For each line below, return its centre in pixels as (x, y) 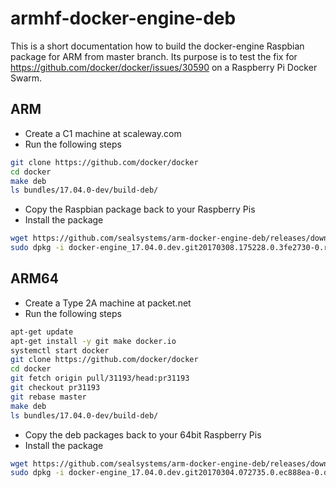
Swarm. (26, 78)
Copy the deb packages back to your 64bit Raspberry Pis (143, 434)
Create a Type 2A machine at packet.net (108, 303)
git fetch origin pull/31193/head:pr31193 (100, 378)
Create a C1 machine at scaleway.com (103, 133)
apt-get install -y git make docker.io (93, 341)
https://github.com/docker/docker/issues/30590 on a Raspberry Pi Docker (164, 67)
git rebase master (48, 397)
